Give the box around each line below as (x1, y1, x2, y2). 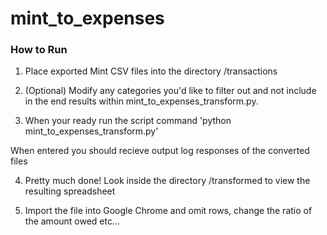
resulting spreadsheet (24, 185, 116, 197)
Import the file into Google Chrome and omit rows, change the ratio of (24, 205, 313, 217)
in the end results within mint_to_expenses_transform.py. (24, 95, 259, 107)
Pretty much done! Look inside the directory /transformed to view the (24, 175, 311, 187)
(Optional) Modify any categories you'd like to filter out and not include (24, 85, 317, 97)
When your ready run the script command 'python (24, 115, 232, 127)
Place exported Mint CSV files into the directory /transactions (24, 65, 278, 77)
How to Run (10, 43, 68, 57)
